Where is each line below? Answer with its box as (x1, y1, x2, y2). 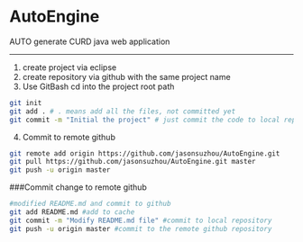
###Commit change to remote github (9, 182, 147, 193)
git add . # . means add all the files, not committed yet (9, 106, 236, 116)
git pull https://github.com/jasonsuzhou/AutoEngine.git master (9, 157, 256, 166)
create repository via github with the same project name (22, 71, 232, 82)
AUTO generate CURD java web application (9, 36, 170, 47)
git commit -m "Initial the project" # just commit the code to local (9, 115, 280, 124)
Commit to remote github (22, 131, 115, 142)
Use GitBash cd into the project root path (22, 81, 175, 92)
